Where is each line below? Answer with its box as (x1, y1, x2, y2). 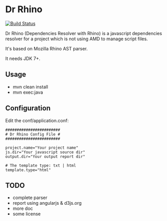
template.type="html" (5, 167, 51, 173)
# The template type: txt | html (5, 163, 76, 168)
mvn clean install (12, 84, 48, 90)
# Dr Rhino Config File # (5, 131, 60, 137)
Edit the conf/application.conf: (5, 117, 69, 123)
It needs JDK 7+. (5, 55, 41, 62)
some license (12, 211, 41, 217)
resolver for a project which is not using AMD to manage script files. (5, 36, 148, 42)
